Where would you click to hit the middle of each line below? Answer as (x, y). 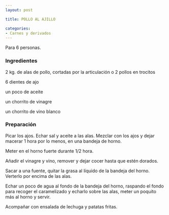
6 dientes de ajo (22, 82)
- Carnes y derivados (28, 33)
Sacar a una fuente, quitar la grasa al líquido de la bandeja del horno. (78, 171)
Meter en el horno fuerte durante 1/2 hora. (49, 151)
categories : (18, 29)
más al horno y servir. (28, 197)
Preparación (21, 124)
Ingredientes (21, 61)
